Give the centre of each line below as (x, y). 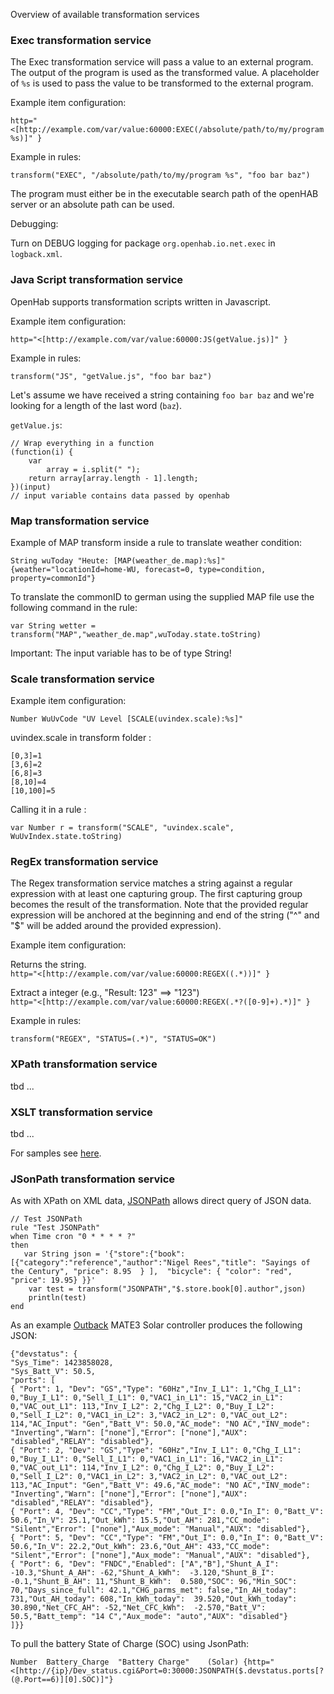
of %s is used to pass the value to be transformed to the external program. (162, 83)
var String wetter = (53, 625)
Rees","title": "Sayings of (252, 1263)
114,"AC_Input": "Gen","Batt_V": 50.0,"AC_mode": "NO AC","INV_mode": (160, 1424)
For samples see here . (56, 1153)
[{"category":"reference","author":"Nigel (100, 1263)
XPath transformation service (84, 1064)
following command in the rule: (74, 607)
